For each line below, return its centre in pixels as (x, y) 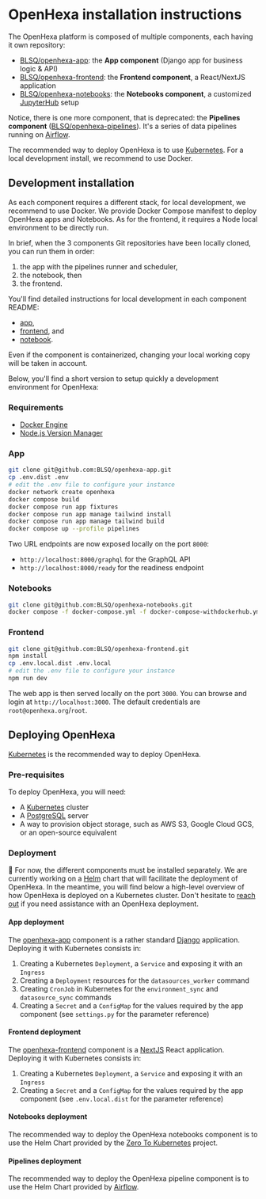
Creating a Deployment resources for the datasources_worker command (134, 980)
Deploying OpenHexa (62, 735)
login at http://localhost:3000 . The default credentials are (104, 702)
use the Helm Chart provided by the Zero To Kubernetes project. (113, 1143)
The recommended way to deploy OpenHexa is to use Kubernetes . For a (126, 150)
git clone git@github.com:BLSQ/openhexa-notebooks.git (101, 605)
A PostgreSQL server (54, 816)
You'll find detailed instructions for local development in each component (127, 299)
